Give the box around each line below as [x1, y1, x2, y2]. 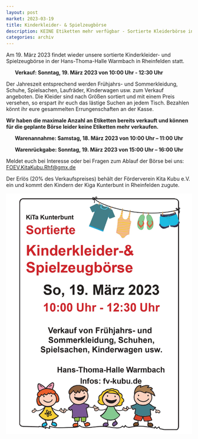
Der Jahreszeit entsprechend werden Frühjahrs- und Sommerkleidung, [6, 80, 178, 88]
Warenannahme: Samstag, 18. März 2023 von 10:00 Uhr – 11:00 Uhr [14, 135, 184, 142]
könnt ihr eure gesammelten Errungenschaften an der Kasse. [6, 106, 154, 113]
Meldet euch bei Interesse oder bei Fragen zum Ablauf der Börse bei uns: [6, 158, 184, 165]
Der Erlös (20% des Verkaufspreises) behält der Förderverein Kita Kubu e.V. [6, 175, 190, 182]
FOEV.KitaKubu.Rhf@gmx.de [6, 164, 76, 171]
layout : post [6, 9, 38, 15]
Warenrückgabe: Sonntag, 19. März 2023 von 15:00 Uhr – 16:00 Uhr [14, 146, 184, 153]
